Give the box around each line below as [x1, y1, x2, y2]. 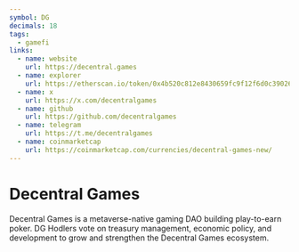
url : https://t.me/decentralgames [25, 129, 153, 138]
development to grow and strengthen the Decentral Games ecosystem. [9, 232, 270, 243]
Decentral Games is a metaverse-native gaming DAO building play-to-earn [9, 213, 282, 224]
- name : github [17, 104, 74, 113]
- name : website [17, 54, 77, 63]
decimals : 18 [9, 21, 58, 30]
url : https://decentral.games [25, 63, 138, 72]
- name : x [17, 87, 53, 96]
